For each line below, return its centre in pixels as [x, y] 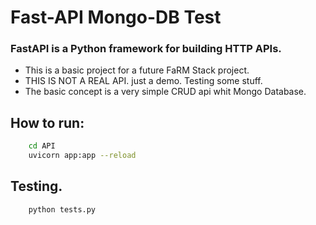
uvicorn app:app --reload [82, 156]
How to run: [47, 122]
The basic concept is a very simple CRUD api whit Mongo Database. [165, 92]
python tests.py [62, 209]
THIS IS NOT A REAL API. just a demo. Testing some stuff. [143, 81]
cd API [42, 146]
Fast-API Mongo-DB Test [116, 17]
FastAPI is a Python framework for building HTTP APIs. [146, 49]
